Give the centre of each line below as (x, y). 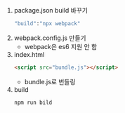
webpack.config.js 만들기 (50, 38)
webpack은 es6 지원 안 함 (61, 46)
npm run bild (33, 102)
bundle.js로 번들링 (50, 81)
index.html (29, 54)
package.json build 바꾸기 (51, 10)
